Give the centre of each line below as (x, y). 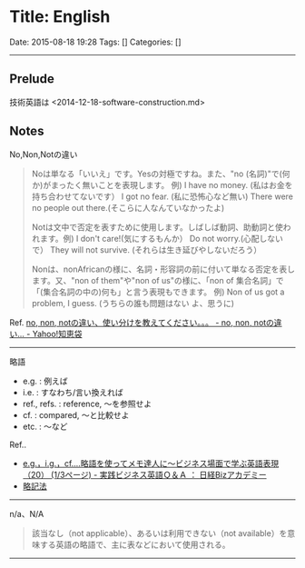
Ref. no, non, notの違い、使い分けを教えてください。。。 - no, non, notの (142, 322)
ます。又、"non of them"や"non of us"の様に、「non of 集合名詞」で (157, 280)
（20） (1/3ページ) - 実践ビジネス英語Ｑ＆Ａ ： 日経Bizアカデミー (144, 474)
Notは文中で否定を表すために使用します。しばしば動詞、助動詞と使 (157, 227)
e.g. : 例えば (45, 381)
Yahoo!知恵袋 (57, 334)
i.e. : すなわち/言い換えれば (73, 392)
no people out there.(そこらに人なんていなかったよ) (128, 207)
